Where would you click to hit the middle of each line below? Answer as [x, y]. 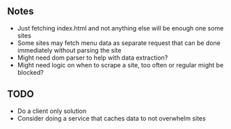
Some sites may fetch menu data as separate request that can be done [119, 43]
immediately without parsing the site [69, 50]
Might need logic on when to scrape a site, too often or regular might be [120, 64]
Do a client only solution [52, 111]
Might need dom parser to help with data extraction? [93, 58]
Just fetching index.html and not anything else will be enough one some [120, 28]
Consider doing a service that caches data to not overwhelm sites [112, 118]
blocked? [30, 72]
